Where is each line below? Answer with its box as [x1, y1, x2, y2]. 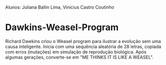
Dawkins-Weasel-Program [5, 22, 119, 33]
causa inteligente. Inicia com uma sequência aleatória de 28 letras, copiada [5, 43, 161, 49]
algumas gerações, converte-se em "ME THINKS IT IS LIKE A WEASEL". [5, 54, 154, 60]
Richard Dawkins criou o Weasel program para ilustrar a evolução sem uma [5, 38, 161, 44]
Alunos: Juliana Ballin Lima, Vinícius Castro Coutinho [5, 4, 115, 10]
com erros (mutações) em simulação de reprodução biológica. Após [5, 48, 147, 54]
